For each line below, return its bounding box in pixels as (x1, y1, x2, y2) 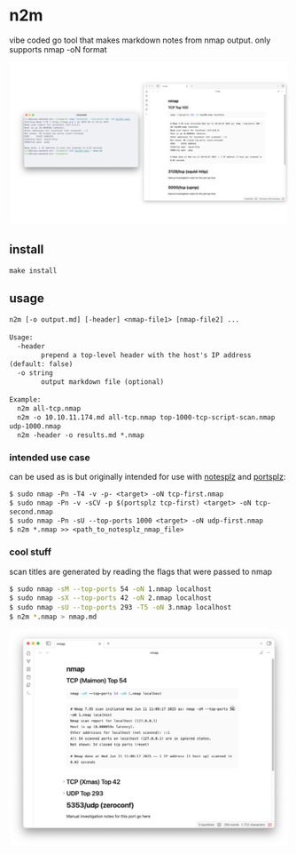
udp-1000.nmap (9, 421, 62, 431)
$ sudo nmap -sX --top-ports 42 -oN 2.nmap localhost (9, 594, 213, 603)
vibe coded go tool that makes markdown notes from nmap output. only (9, 35, 271, 45)
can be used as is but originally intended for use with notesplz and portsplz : (9, 472, 286, 483)
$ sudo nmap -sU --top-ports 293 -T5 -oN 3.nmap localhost (9, 603, 232, 612)
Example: (9, 395, 42, 404)
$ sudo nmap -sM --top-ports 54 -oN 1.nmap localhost (9, 584, 213, 594)
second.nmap (9, 507, 53, 516)
